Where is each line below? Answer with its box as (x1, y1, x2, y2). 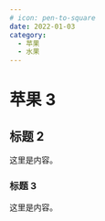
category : (9, 30, 47, 39)
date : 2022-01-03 (9, 22, 76, 31)
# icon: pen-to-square (9, 13, 96, 23)
